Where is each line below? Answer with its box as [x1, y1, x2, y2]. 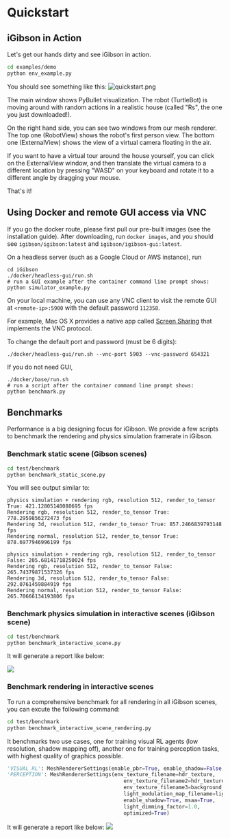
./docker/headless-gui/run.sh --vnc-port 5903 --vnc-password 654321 [7, 350, 210, 358]
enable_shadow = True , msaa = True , [123, 797, 216, 804]
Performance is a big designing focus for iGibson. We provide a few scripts [7, 424, 219, 433]
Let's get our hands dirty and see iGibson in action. [7, 50, 151, 58]
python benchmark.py [7, 388, 66, 395]
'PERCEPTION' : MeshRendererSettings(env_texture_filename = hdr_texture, [7, 771, 216, 778]
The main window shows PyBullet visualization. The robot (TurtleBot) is [7, 95, 207, 104]
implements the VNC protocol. [7, 324, 92, 332]
